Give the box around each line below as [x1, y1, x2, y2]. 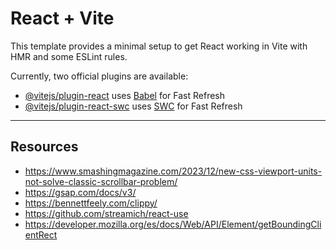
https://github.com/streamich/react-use [24, 207, 189, 219]
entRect [24, 228, 58, 241]
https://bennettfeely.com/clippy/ [24, 197, 158, 209]
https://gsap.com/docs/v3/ [24, 186, 137, 198]
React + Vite [10, 7, 115, 30]
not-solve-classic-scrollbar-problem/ [24, 175, 178, 187]
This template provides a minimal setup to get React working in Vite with [10, 40, 308, 52]
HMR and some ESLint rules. [10, 50, 128, 62]
